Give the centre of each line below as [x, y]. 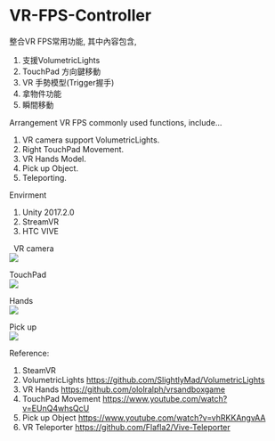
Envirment [28, 195]
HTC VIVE [40, 231]
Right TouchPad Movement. [73, 149]
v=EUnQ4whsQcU [56, 408]
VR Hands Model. [54, 159]
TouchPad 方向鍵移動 [61, 71]
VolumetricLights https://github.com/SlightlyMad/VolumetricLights [143, 380]
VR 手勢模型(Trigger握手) [68, 82]
